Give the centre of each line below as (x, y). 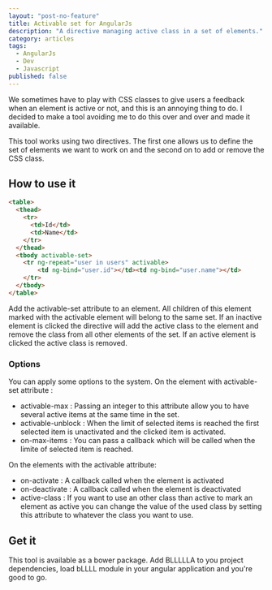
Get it (22, 540)
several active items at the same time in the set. (100, 415)
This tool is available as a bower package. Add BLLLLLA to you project (126, 560)
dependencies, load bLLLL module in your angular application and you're (131, 568)
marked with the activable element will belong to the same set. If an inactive (135, 317)
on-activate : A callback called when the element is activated (122, 480)
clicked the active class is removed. (68, 342)
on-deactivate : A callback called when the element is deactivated (131, 489)
